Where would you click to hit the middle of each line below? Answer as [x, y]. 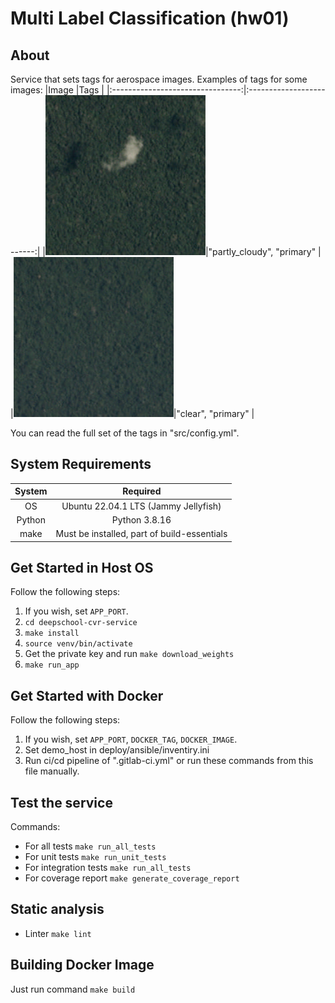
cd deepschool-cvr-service [81, 623]
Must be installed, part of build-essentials [141, 534]
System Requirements [81, 464]
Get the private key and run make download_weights [129, 654]
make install [52, 633]
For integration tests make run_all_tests [108, 867]
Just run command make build [73, 989]
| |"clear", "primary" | [132, 413]
